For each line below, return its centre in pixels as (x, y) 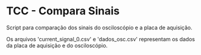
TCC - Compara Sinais (63, 11)
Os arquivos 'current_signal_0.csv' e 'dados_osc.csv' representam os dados (101, 39)
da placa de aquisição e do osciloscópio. (57, 45)
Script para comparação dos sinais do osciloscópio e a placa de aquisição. (99, 27)
